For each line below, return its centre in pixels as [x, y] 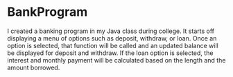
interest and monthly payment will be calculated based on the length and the [116, 60]
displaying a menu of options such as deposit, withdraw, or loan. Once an [112, 38]
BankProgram [48, 12]
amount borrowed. [34, 67]
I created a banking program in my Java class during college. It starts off [111, 31]
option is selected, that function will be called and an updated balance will [113, 45]
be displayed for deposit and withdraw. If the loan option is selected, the [110, 53]
